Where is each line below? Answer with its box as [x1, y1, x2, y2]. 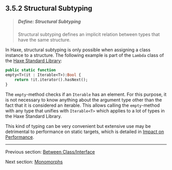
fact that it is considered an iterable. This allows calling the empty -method [5, 102, 160, 108]
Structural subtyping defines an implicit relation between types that [17, 31, 160, 37]
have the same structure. [17, 37, 71, 43]
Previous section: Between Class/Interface [5, 148, 95, 155]
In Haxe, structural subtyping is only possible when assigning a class [5, 47, 151, 53]
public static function [5, 68, 56, 73]
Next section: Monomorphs [5, 159, 63, 165]
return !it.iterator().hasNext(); [14, 77, 88, 83]
